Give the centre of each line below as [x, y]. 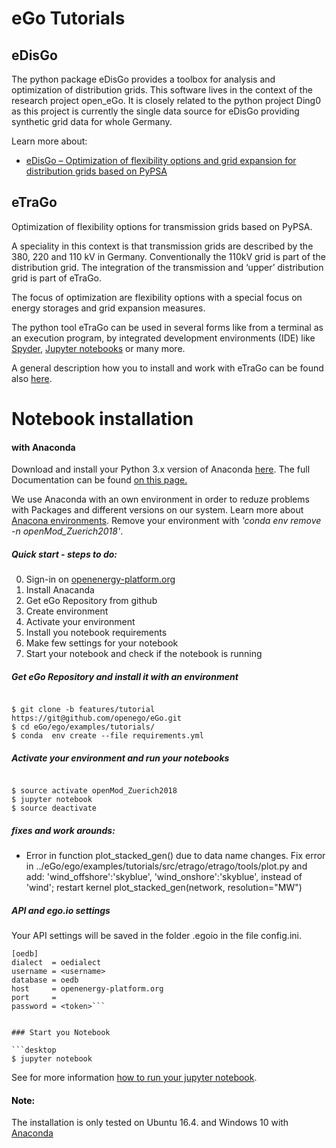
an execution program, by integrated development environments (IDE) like [163, 338]
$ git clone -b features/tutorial [83, 710]
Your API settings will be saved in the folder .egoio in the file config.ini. [156, 936]
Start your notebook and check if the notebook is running [144, 654]
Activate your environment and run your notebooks [120, 758]
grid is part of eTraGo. [57, 278]
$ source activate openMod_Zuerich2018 [94, 791]
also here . [32, 378]
